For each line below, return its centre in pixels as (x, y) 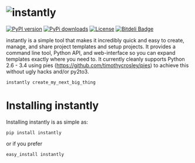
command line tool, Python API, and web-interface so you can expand (91, 52)
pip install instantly (34, 132)
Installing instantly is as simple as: (47, 122)
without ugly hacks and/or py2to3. (48, 71)
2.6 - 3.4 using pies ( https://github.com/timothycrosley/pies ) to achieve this (97, 65)
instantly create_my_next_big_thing (51, 82)
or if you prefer (24, 144)
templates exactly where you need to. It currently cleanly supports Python (95, 59)
